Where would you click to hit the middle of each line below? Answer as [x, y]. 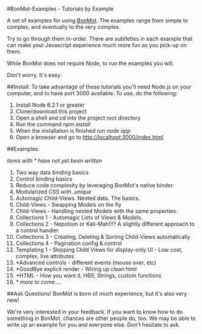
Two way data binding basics [52, 172]
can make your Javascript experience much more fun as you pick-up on [97, 45]
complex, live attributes [45, 256]
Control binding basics [44, 179]
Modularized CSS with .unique [53, 192]
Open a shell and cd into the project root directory [78, 118]
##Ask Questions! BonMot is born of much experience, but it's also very [97, 294]
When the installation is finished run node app [73, 131]
